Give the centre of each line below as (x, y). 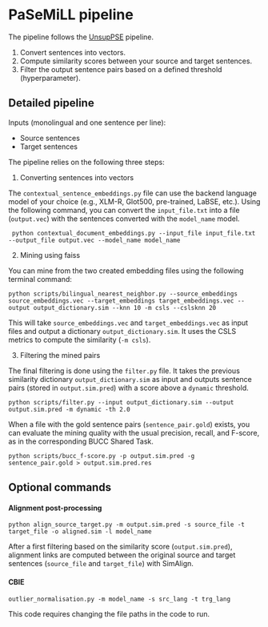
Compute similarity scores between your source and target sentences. (136, 61)
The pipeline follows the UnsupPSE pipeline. (81, 37)
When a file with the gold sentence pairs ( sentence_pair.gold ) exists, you (129, 424)
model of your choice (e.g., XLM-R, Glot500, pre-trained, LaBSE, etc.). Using (134, 201)
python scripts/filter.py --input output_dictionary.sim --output (121, 402)
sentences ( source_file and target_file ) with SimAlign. (101, 564)
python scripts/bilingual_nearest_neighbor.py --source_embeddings (123, 294)
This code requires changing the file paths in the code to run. (109, 613)
